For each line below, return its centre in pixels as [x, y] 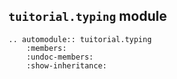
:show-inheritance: [67, 65]
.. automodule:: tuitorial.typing [80, 39]
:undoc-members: [60, 57]
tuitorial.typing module [88, 16]
